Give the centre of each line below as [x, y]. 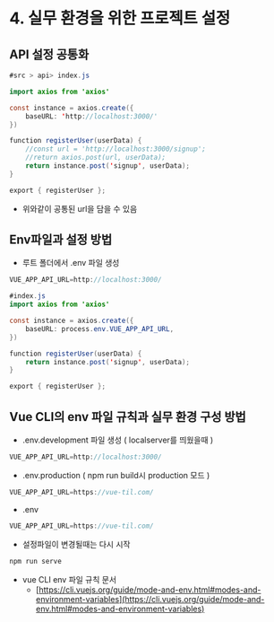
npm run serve [36, 561]
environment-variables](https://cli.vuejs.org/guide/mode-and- [150, 599]
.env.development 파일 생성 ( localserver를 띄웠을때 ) [118, 440]
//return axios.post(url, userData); [96, 158]
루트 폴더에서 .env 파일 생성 [71, 263]
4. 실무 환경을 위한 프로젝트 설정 [120, 18]
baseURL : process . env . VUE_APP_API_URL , [100, 329]
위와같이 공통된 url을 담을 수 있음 [80, 208]
